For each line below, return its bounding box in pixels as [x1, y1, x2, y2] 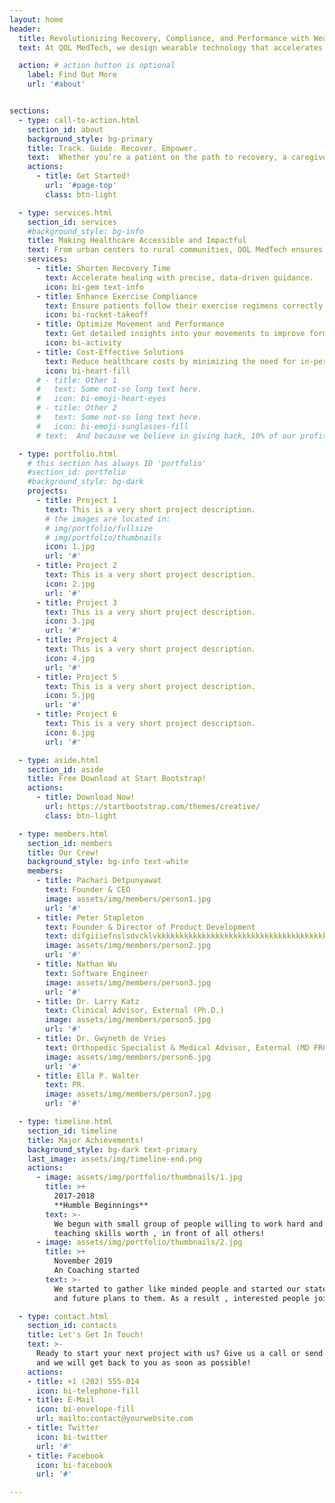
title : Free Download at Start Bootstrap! [27, 774, 207, 784]
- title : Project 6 [35, 709, 117, 720]
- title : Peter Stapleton [35, 912, 144, 923]
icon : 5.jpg [45, 691, 96, 701]
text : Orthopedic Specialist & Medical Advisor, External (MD [45, 1042, 310, 1053]
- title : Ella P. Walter [35, 1071, 140, 1081]
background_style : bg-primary [27, 134, 154, 144]
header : [9, 24, 42, 34]
